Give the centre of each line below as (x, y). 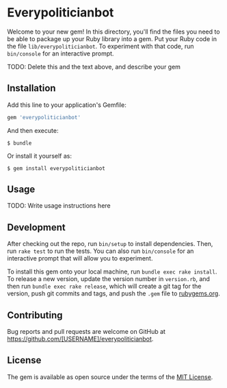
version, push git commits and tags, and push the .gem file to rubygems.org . (114, 293)
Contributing (35, 315)
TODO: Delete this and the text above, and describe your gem (94, 66)
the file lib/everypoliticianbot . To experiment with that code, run (101, 46)
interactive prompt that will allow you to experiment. (80, 258)
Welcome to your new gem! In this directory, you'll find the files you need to (113, 32)
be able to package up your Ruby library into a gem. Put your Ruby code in (112, 38)
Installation (31, 88)
